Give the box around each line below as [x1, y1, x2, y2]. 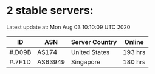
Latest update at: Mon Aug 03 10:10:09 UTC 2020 [6, 23, 131, 31]
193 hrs [122, 48, 146, 56]
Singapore [71, 58, 101, 66]
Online [124, 37, 144, 46]
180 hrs [122, 58, 146, 66]
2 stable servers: [6, 4, 94, 17]
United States [71, 48, 110, 56]
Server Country [71, 37, 117, 46]
